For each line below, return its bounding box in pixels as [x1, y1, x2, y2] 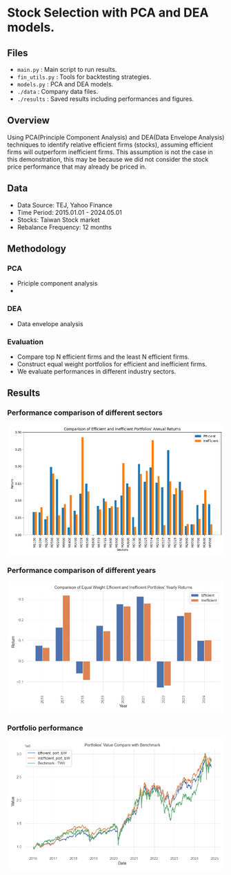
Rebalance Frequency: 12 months [17, 223, 112, 231]
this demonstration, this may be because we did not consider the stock [7, 155, 209, 163]
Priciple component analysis [17, 279, 98, 288]
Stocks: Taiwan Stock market [17, 216, 100, 224]
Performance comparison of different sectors [7, 408, 163, 417]
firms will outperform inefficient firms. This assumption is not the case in [7, 147, 213, 156]
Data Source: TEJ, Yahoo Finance [17, 200, 112, 209]
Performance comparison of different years [7, 565, 157, 575]
